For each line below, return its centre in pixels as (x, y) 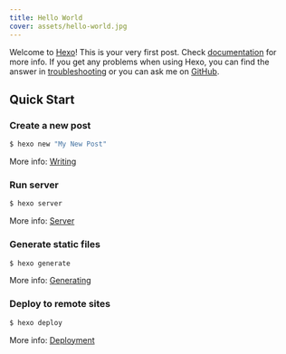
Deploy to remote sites (60, 304)
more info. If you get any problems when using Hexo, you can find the (139, 62)
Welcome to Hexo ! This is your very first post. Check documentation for (143, 52)
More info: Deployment (52, 340)
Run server (34, 185)
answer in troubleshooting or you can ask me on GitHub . (114, 71)
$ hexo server (36, 204)
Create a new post (50, 125)
